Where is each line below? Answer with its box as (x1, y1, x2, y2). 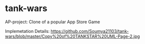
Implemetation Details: (5, 28, 50, 34)
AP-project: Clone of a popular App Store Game (5, 19, 100, 25)
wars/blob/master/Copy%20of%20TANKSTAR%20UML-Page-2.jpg (5, 33, 140, 39)
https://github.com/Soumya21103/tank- (50, 28, 129, 34)
